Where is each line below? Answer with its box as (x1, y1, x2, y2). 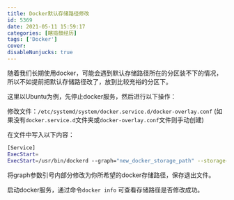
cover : (7, 42, 26, 49)
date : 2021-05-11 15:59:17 (7, 23, 86, 30)
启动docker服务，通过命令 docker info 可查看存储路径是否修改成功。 (7, 185, 204, 194)
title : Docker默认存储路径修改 (7, 10, 90, 17)
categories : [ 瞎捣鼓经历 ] (7, 29, 77, 37)
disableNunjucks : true (7, 49, 73, 56)
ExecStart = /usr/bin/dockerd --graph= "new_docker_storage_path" (7, 157, 195, 164)
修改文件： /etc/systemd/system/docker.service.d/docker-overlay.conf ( (7, 107, 217, 115)
